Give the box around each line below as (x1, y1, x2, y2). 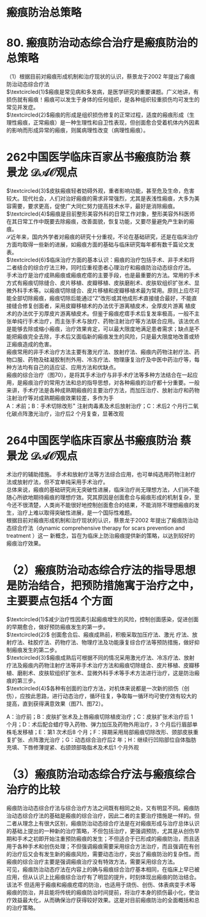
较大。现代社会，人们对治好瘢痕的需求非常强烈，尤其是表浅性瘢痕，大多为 (6, 195, 194, 203)
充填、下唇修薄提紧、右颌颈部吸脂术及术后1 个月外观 (6, 743, 139, 751)
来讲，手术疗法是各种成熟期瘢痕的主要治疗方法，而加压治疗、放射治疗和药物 (6, 387, 200, 394)
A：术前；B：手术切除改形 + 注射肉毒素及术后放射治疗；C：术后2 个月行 (6, 401, 188, 409)
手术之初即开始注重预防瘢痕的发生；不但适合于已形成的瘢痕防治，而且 (17, 835, 194, 842)
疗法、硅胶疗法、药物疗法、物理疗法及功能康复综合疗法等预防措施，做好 (11, 638, 194, 646)
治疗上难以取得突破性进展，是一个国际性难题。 (17, 509, 135, 516)
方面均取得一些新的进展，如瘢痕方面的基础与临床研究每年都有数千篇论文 (6, 241, 189, 249)
